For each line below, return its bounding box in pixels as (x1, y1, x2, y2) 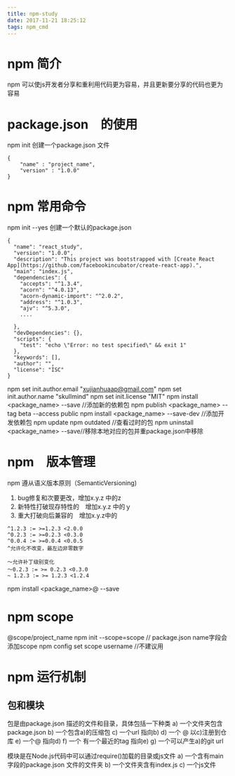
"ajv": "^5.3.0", (20, 305, 71, 313)
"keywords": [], (13, 354, 61, 362)
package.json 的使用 (7, 117, 138, 132)
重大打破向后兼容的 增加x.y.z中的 (17, 511, 118, 520)
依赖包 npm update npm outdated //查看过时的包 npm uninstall (13, 419, 194, 427)
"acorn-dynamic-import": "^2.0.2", (20, 293, 124, 300)
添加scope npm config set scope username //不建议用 (7, 642, 163, 650)
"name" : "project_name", (20, 161, 96, 169)
